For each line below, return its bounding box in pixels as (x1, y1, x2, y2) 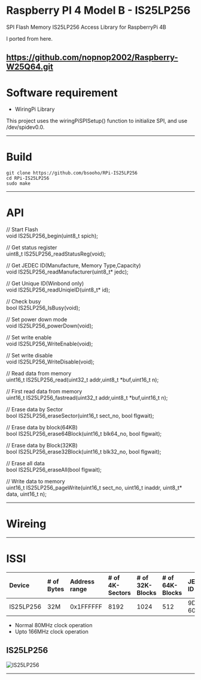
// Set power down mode (6, 316, 68, 323)
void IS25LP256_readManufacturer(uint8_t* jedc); (6, 268, 129, 276)
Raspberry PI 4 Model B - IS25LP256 (6, 4, 191, 17)
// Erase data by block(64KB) (6, 424, 78, 431)
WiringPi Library (14, 106, 55, 113)
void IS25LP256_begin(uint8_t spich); (6, 232, 99, 240)
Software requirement (6, 86, 118, 100)
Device (9, 581, 30, 589)
